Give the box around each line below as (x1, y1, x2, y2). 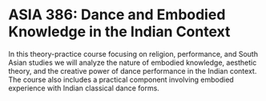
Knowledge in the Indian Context (8, 22, 231, 41)
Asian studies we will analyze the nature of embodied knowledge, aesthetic (8, 58, 257, 67)
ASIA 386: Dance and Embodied (8, 6, 226, 24)
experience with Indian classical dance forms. (8, 83, 160, 93)
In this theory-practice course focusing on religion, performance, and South (8, 49, 259, 59)
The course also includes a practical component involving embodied (8, 75, 234, 84)
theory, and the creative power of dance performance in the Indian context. (8, 66, 257, 75)
